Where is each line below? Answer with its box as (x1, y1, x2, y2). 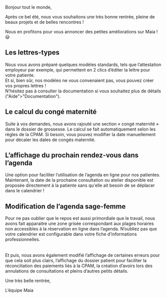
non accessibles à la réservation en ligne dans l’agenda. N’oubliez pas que (5, 226, 157, 232)
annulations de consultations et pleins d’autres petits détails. (5, 268, 129, 274)
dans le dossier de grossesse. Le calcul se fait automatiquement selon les (5, 126, 156, 132)
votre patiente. (5, 72, 35, 78)
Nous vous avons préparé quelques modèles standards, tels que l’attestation (5, 62, 162, 68)
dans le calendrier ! (5, 188, 45, 194)
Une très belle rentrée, (5, 278, 51, 284)
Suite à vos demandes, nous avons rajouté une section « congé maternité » (5, 121, 159, 127)
